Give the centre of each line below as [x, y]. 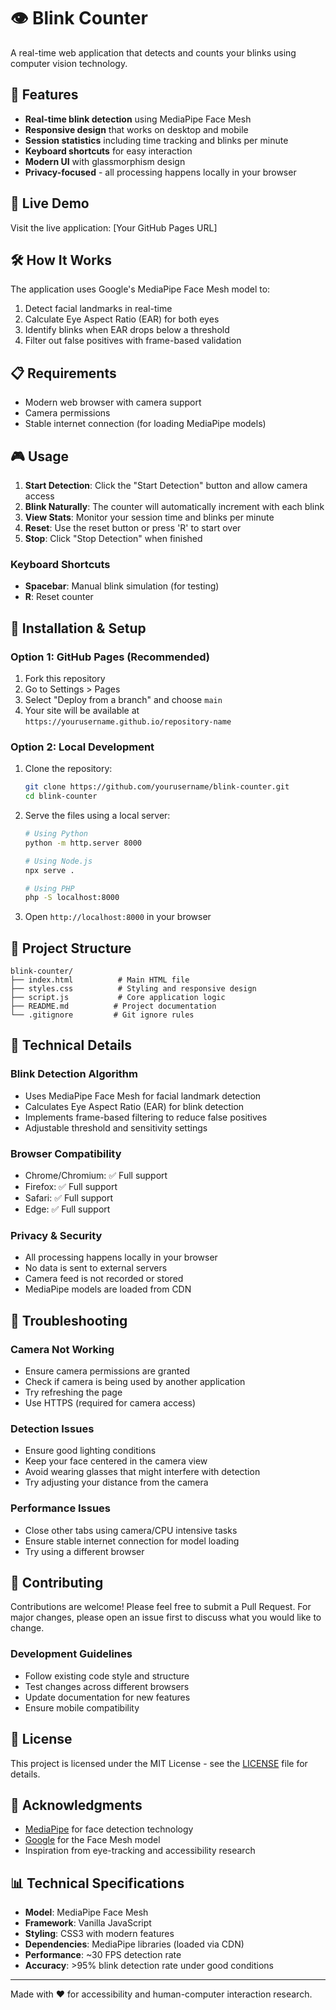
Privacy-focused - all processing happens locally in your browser [160, 172]
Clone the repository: [68, 769]
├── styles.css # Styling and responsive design [133, 989]
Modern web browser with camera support [113, 402]
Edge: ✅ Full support [67, 1209]
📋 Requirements [63, 373]
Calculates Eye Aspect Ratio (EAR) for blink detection [134, 1106]
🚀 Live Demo [50, 203]
